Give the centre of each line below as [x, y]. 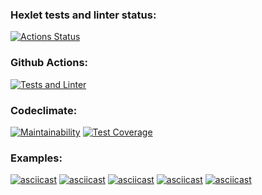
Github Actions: [49, 63]
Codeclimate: [44, 110]
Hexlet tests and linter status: [83, 15]
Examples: [36, 158]
